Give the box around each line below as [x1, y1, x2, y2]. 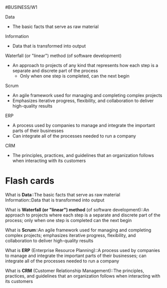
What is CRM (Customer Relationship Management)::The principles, [5, 267, 145, 273]
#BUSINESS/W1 [5, 4, 37, 10]
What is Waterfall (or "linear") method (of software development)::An [5, 206, 150, 212]
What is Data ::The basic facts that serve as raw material [5, 191, 121, 197]
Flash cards [5, 175, 55, 186]
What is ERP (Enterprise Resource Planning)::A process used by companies [5, 247, 161, 253]
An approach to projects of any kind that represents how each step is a [12, 62, 159, 68]
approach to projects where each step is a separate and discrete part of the [5, 212, 161, 218]
